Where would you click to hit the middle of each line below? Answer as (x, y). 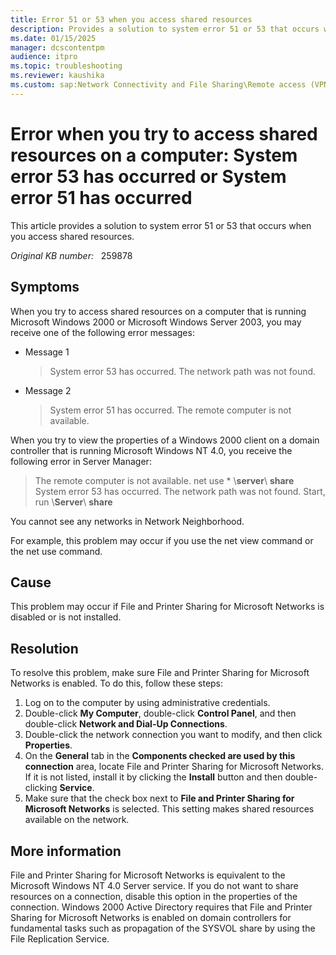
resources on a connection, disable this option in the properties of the (154, 896)
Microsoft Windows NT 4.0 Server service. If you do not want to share (154, 885)
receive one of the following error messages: (102, 332)
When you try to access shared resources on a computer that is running (158, 311)
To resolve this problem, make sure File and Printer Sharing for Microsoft (160, 673)
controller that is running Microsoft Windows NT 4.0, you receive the (151, 450)
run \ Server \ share (73, 502)
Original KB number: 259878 (71, 255)
